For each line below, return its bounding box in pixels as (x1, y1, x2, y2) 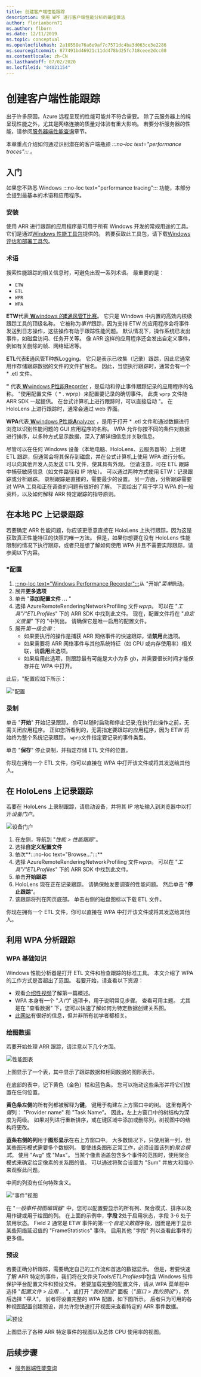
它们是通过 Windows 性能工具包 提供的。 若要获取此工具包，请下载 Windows (6, 230, 191, 237)
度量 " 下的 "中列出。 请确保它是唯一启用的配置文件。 (20, 617, 150, 624)
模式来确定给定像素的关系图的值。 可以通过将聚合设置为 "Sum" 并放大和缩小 (6, 1159, 194, 1166)
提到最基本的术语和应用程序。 (11, 192, 85, 199)
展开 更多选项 (14, 587, 47, 595)
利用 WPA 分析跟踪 (6, 935, 76, 945)
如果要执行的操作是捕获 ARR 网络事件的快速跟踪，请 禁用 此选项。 (23, 632, 184, 639)
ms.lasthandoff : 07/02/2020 (6, 59, 76, 65)
